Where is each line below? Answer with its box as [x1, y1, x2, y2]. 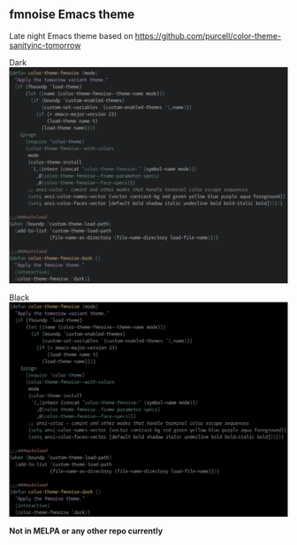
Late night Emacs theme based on [9, 30, 133, 41]
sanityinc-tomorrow [9, 40, 81, 50]
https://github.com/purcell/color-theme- [134, 30, 281, 41]
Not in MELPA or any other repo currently [9, 526, 164, 536]
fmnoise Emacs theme [9, 7, 135, 22]
